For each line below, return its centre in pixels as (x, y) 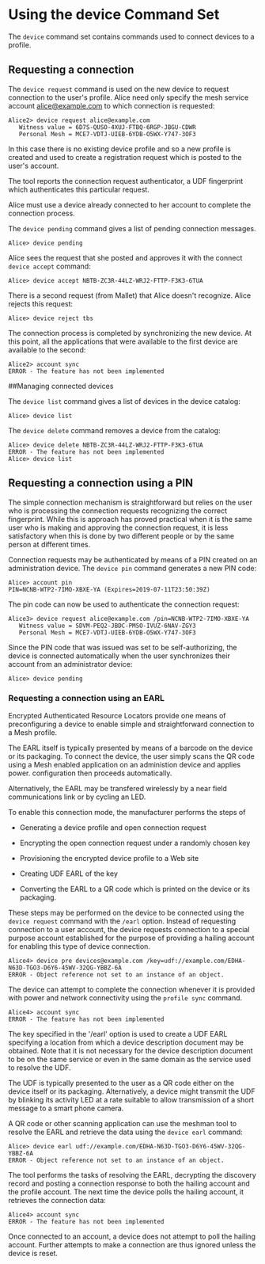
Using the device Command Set (114, 15)
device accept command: (49, 266)
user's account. (34, 166)
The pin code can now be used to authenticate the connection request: (124, 604)
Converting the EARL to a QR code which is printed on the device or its (135, 889)
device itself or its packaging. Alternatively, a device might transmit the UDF (132, 1091)
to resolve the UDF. (40, 1068)
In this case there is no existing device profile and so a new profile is (120, 149)
